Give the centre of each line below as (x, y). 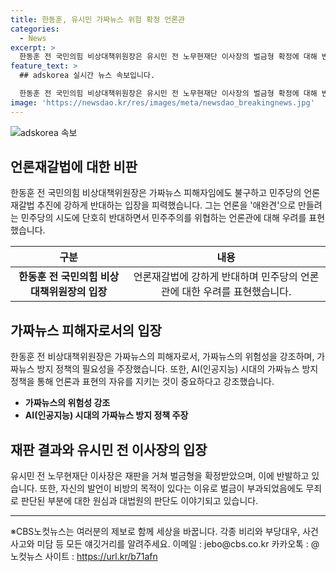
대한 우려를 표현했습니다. (236, 292)
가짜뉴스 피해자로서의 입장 (86, 330)
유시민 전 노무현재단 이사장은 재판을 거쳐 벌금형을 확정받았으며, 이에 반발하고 (160, 476)
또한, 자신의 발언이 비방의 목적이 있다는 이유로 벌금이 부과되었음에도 (171, 488)
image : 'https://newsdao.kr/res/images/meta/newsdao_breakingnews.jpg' (162, 102)
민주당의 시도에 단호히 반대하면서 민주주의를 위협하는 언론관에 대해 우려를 (163, 218)
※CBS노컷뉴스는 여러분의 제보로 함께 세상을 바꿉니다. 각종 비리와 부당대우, (155, 532)
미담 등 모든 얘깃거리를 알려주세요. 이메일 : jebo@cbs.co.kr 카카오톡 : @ (178, 544)
